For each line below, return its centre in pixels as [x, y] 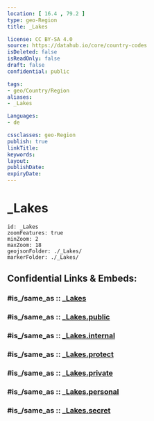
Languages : [23, 116]
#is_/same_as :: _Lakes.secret [59, 410]
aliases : [20, 97]
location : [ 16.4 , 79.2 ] [46, 14]
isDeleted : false [32, 52]
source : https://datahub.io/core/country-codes [77, 46]
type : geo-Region [32, 20]
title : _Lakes [28, 26]
